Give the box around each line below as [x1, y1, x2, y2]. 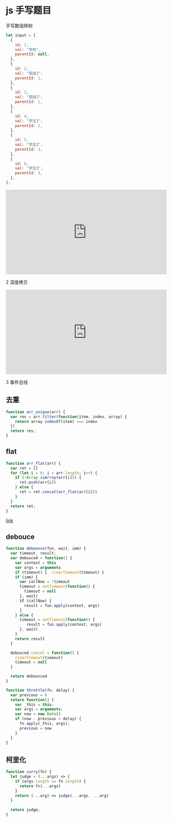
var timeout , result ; [10, 551, 57, 556]
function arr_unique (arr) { [6, 409, 66, 415]
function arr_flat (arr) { [6, 461, 61, 466]
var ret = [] [10, 466, 38, 471]
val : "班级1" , [15, 71, 43, 76]
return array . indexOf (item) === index [15, 419, 97, 424]
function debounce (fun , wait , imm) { [6, 546, 86, 551]
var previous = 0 [10, 692, 47, 698]
